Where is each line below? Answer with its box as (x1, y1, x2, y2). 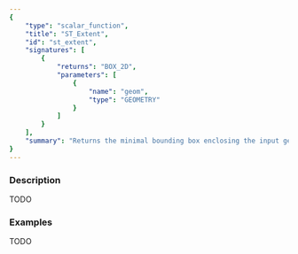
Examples (9, 216, 53, 228)
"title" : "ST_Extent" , (25, 29, 109, 38)
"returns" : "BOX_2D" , (56, 63, 137, 72)
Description (9, 173, 61, 186)
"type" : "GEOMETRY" (88, 95, 161, 104)
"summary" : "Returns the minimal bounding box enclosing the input (25, 136, 279, 145)
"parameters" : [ (56, 71, 117, 80)
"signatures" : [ (25, 46, 86, 55)
